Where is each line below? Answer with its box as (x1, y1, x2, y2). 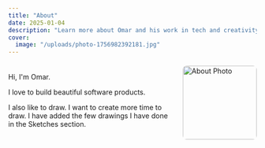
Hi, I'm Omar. (8, 72, 51, 82)
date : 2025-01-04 (8, 19, 65, 27)
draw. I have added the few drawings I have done (8, 111, 168, 120)
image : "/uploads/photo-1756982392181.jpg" (15, 41, 160, 49)
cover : (8, 33, 30, 42)
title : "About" (8, 11, 58, 20)
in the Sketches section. (8, 120, 87, 129)
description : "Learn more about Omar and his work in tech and (8, 26, 221, 34)
